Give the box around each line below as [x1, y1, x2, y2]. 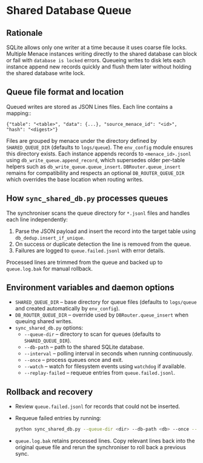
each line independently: [6, 215, 68, 223]
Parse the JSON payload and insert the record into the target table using [15, 228, 196, 235]
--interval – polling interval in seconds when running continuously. [24, 350, 193, 357]
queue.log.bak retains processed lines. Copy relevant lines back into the [15, 437, 195, 445]
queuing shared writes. [15, 318, 73, 325]
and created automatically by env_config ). [15, 305, 120, 312]
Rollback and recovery [6, 387, 93, 397]
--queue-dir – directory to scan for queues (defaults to [24, 330, 161, 338]
